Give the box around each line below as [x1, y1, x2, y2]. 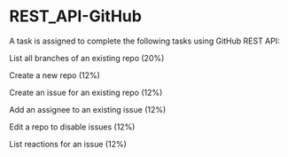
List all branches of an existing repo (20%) [9, 52, 165, 63]
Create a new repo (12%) [9, 69, 100, 81]
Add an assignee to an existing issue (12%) [9, 104, 167, 114]
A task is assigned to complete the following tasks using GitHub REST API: [9, 35, 281, 46]
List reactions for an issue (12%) [9, 138, 127, 149]
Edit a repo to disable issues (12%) [9, 122, 136, 132]
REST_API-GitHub [9, 6, 142, 27]
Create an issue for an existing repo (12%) [9, 87, 163, 98]
